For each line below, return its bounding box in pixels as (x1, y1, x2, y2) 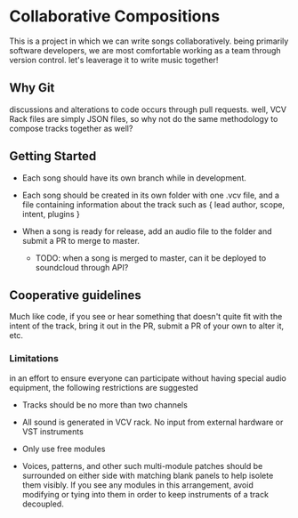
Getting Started (9, 149, 97, 164)
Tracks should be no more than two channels (21, 399, 189, 410)
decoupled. (21, 498, 64, 509)
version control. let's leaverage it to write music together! (9, 54, 219, 65)
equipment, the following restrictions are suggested (9, 382, 198, 393)
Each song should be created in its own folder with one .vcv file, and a (21, 190, 280, 200)
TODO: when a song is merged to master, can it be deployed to (35, 252, 267, 263)
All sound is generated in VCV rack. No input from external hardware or (21, 417, 284, 427)
